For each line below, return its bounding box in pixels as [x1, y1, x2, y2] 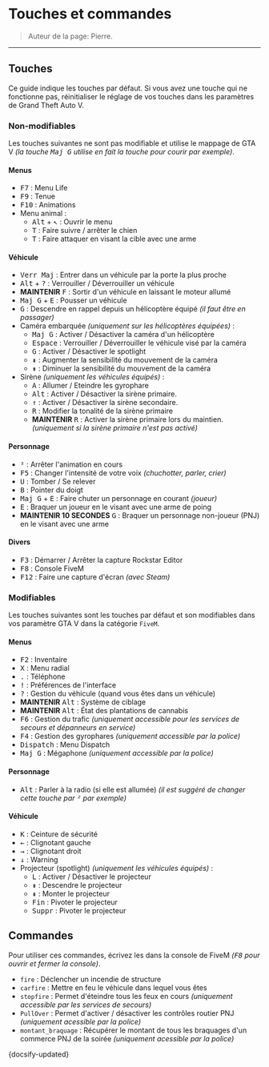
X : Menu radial [19, 664, 70, 673]
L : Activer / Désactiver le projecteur [31, 872, 152, 881]
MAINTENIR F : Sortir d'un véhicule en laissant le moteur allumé [19, 287, 231, 297]
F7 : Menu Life [19, 183, 68, 193]
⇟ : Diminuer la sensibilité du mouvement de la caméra [31, 363, 211, 373]
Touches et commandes [8, 5, 172, 23]
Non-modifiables [8, 120, 76, 131]
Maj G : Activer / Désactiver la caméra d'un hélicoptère [31, 330, 215, 339]
